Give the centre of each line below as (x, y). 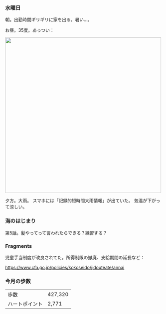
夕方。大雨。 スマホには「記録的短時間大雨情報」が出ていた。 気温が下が (81, 201)
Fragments (19, 246)
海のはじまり (21, 221)
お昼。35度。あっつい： (30, 30)
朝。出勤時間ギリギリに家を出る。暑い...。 (49, 20)
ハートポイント (25, 304)
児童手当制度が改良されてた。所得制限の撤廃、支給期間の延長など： (75, 257)
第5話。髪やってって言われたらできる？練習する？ (56, 233)
